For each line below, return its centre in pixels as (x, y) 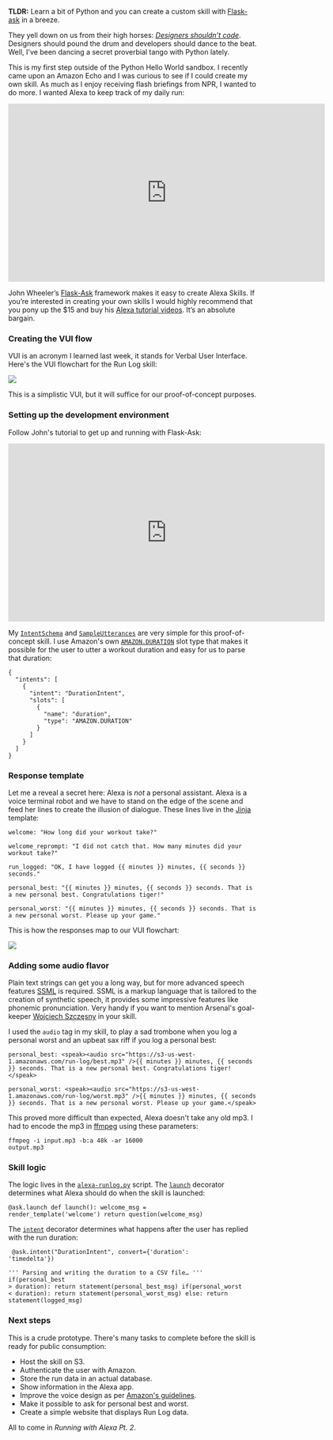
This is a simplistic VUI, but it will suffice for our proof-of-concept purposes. (132, 394)
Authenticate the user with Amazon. (78, 1370)
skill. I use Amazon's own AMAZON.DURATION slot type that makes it (142, 641)
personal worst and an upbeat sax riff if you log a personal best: (113, 1040)
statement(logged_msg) (45, 1301)
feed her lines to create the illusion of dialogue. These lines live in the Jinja (130, 809)
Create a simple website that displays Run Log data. (104, 1412)
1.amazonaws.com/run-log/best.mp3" (67, 1062)
